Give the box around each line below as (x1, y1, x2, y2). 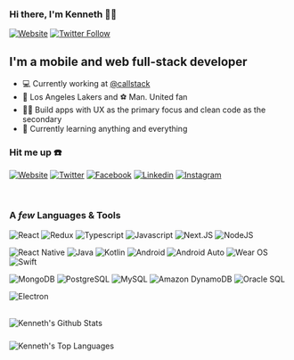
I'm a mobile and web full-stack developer (9, 53, 248, 70)
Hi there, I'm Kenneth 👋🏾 (9, 8, 118, 20)
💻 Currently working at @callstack (21, 78, 151, 89)
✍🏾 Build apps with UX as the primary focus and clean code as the (21, 104, 266, 115)
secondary (21, 114, 62, 125)
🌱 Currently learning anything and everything (21, 124, 188, 135)
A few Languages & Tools (9, 209, 121, 222)
